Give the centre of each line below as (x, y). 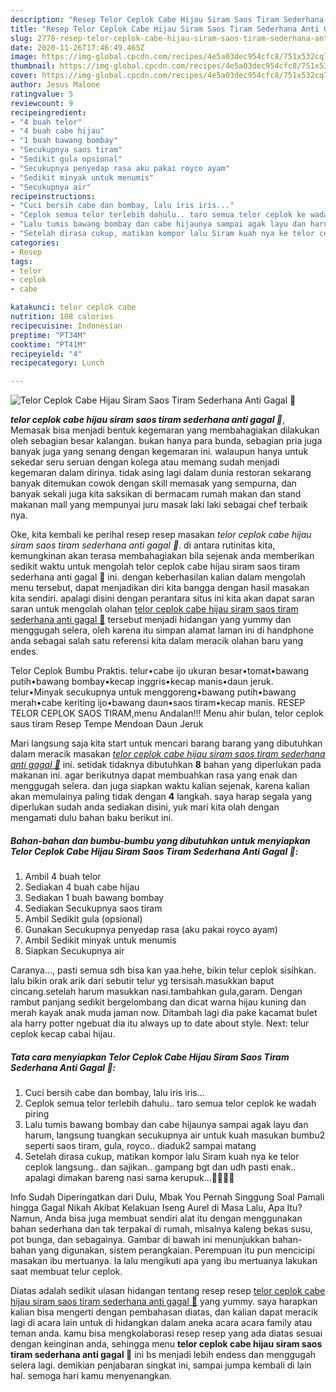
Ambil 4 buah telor (63, 877)
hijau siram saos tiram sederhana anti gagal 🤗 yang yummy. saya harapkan (164, 1302)
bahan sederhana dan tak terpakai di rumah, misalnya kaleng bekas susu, (161, 1229)
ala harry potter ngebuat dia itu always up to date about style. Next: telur (160, 1023)
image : (24, 57)
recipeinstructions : (53, 196)
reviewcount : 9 (42, 103)
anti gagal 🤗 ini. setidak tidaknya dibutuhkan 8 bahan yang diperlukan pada (166, 765)
